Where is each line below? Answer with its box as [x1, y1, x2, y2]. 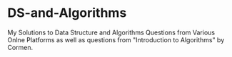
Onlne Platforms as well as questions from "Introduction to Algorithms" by [7, 35, 225, 44]
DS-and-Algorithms [7, 5, 127, 21]
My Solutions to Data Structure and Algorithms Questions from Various [7, 28, 216, 37]
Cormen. [7, 43, 34, 51]
